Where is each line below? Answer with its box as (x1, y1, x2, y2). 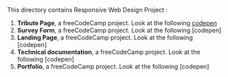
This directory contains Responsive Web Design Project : (7, 6, 168, 14)
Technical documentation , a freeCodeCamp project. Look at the (16, 48, 201, 56)
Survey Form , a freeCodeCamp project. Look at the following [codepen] (16, 27, 222, 34)
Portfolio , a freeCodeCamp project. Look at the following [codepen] (16, 63, 209, 70)
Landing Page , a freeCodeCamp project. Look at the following (16, 33, 194, 42)
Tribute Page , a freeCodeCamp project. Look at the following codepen (16, 19, 218, 27)
